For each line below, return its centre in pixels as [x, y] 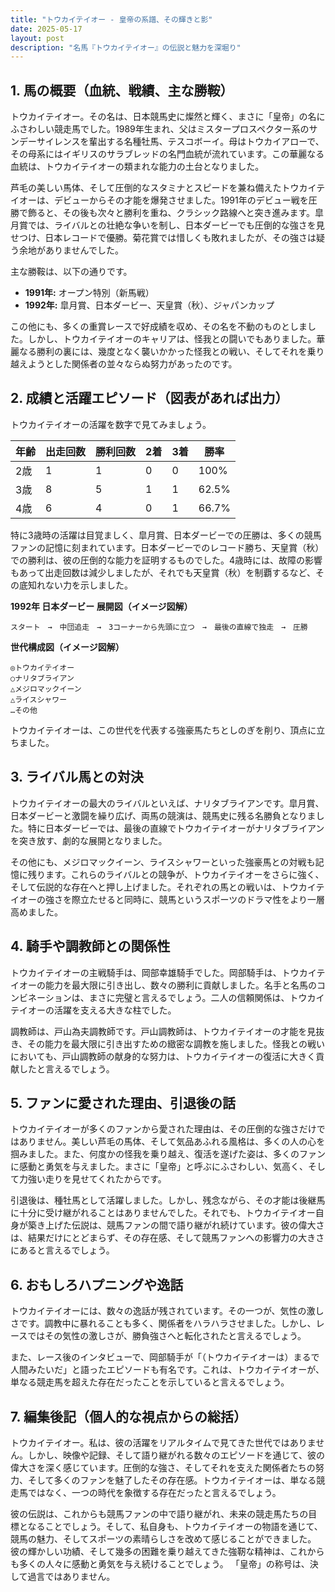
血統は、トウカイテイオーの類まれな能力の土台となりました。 [137, 167]
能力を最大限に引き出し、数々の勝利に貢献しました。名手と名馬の [180, 985]
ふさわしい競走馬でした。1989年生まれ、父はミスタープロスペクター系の [160, 129]
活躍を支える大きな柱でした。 [115, 1010]
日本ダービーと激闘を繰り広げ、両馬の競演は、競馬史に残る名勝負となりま [163, 815]
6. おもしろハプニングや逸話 [97, 1284]
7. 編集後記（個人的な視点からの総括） [128, 1416]
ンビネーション [41, 997]
